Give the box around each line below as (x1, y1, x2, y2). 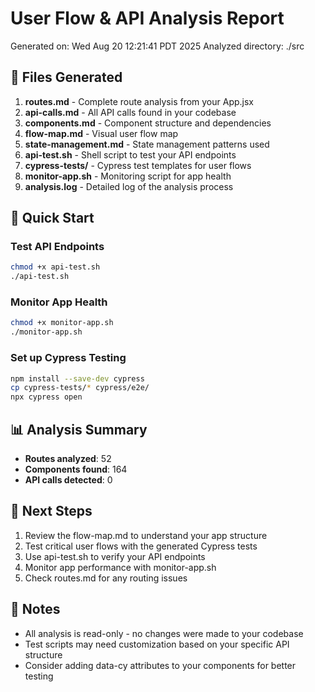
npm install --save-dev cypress (10, 373, 145, 384)
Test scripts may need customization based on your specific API (24, 638, 290, 650)
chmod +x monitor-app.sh (10, 318, 114, 328)
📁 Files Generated (10, 69, 123, 86)
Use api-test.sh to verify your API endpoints (24, 550, 206, 562)
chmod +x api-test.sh (10, 262, 101, 272)
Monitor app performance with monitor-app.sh (24, 561, 217, 573)
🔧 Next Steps (10, 503, 93, 520)
